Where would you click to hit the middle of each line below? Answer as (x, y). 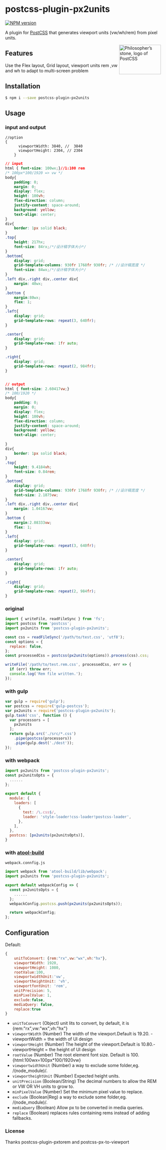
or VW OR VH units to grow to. (43, 1086)
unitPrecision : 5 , (33, 991)
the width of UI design (70, 1039)
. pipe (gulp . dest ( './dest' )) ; (44, 743)
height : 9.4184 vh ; (33, 467)
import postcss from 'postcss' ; (38, 624)
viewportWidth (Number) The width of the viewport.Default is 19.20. (81, 1034)
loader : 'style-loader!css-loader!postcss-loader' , (77, 817)
